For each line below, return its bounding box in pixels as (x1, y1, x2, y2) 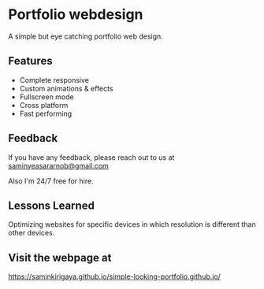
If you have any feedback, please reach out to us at (8, 152, 175, 162)
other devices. (8, 228, 55, 238)
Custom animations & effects (19, 83, 113, 93)
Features (8, 54, 53, 68)
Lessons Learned (8, 198, 95, 212)
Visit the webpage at (8, 250, 112, 265)
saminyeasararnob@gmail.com (8, 161, 109, 170)
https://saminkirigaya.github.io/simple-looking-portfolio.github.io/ (8, 272, 221, 281)
